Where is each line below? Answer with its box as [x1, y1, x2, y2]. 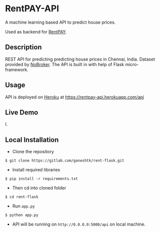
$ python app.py [5, 213, 38, 218]
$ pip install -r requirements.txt [5, 176, 78, 181]
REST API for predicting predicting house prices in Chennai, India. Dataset [5, 56, 155, 62]
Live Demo [5, 108, 38, 116]
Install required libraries [12, 167, 61, 173]
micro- [125, 61, 139, 67]
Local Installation [5, 135, 59, 144]
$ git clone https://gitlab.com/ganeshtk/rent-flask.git [5, 158, 125, 163]
